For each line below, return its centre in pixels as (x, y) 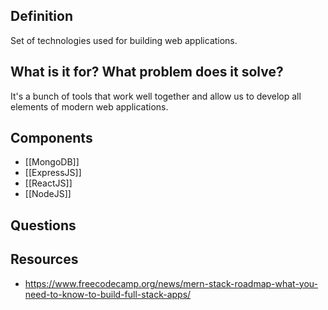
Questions (43, 225)
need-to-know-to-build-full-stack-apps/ (108, 294)
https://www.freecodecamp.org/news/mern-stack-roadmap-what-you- (171, 283)
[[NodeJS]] (48, 194)
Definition (41, 16)
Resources (44, 259)
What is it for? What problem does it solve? (147, 72)
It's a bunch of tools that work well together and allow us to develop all (156, 96)
